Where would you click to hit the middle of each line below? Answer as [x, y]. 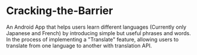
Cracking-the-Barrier [60, 11]
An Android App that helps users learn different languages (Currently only [96, 27]
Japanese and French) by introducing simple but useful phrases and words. [99, 33]
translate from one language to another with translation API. [79, 46]
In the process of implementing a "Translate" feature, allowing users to [93, 39]
